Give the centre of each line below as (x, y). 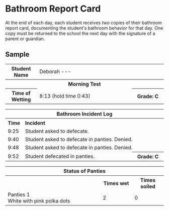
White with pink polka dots (39, 200)
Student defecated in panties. (60, 156)
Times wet (116, 183)
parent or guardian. (25, 39)
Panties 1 (19, 194)
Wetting (21, 99)
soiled (148, 186)
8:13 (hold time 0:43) (65, 96)
